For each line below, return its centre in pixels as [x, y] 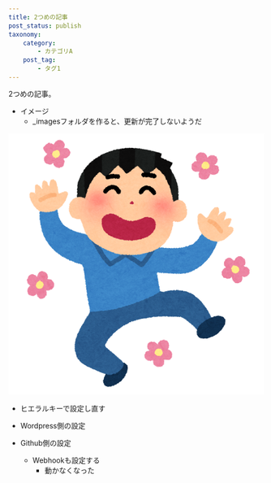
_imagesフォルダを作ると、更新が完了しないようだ [117, 121]
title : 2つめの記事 [38, 17]
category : [40, 43]
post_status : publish [45, 26]
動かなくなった [69, 470]
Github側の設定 [45, 442]
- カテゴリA [55, 52]
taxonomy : [25, 34]
